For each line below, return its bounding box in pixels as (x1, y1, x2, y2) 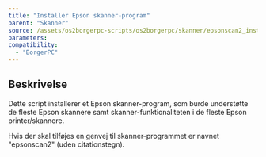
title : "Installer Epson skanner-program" (8, 11, 150, 20)
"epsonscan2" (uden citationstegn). (8, 140, 125, 149)
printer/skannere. (8, 116, 65, 125)
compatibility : (8, 41, 59, 49)
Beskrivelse (8, 78, 68, 91)
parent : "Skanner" (8, 19, 69, 27)
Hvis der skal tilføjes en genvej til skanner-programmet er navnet (8, 131, 220, 140)
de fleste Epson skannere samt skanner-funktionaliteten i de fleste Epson (8, 107, 247, 117)
